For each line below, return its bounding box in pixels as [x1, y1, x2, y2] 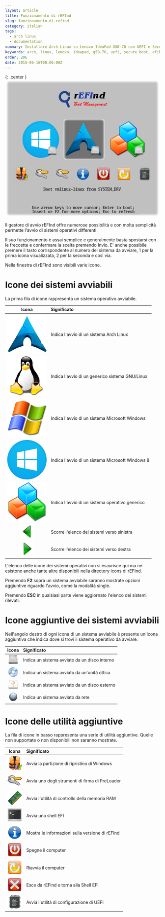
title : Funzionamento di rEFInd [5, 13, 71, 18]
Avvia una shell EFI [26, 812, 64, 818]
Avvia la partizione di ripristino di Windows [26, 761, 112, 767]
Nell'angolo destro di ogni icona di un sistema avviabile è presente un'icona [5, 631, 158, 637]
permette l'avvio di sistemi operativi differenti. [5, 227, 98, 233]
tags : [5, 29, 16, 34]
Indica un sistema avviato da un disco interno [23, 657, 114, 663]
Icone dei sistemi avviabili [5, 279, 113, 291]
